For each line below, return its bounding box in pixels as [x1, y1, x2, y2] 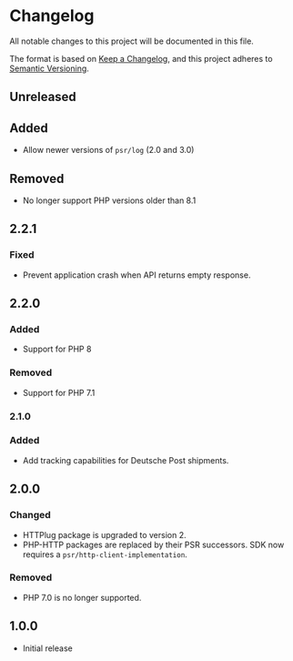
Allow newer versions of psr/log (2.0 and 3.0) [22, 145, 195, 156]
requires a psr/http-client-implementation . [22, 548, 188, 560]
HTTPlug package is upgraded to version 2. [22, 529, 187, 540]
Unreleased [9, 89, 77, 105]
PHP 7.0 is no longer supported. [22, 592, 142, 603]
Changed [9, 509, 52, 522]
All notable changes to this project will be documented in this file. [9, 36, 255, 46]
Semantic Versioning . [9, 63, 89, 74]
